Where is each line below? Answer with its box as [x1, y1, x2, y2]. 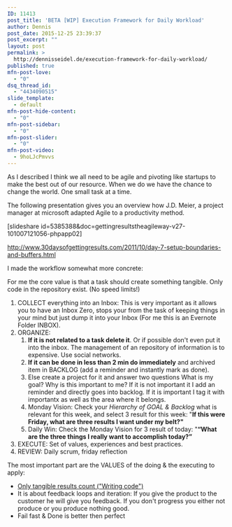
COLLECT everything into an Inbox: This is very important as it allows [17, 298, 217, 307]
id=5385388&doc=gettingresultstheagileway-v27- [41, 222, 186, 230]
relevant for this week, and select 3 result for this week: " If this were [27, 410, 226, 419]
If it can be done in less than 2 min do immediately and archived [27, 358, 215, 366]
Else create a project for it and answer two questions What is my [27, 372, 214, 381]
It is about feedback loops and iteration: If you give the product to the [17, 489, 217, 498]
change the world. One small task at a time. [7, 187, 132, 196]
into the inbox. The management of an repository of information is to [27, 343, 225, 351]
